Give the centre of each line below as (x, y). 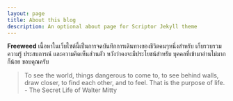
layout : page (26, 13)
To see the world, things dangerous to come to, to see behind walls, (121, 75)
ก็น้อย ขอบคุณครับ (28, 62)
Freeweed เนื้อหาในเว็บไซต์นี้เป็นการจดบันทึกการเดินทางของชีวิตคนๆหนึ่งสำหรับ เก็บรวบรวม (115, 46)
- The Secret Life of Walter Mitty (70, 90)
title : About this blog (42, 20)
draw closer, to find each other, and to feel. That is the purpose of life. (124, 83)
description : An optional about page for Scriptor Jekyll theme (102, 26)
